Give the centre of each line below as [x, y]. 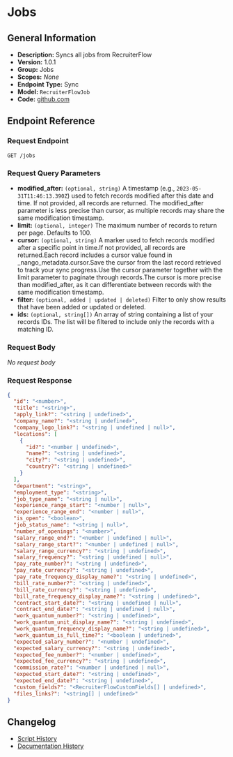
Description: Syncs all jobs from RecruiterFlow [85, 54]
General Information [52, 38]
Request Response [40, 381]
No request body [31, 362]
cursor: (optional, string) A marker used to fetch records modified [116, 240]
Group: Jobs [35, 69]
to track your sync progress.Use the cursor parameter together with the [120, 270]
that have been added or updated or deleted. [81, 307]
